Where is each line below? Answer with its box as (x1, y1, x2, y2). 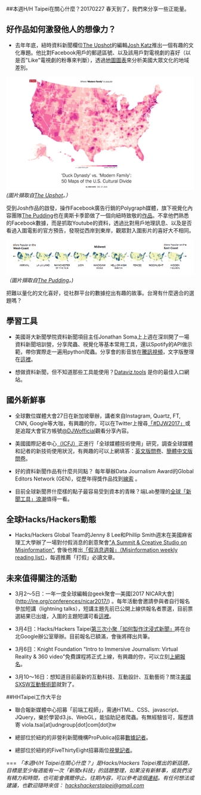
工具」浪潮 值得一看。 (20, 495, 73, 502)
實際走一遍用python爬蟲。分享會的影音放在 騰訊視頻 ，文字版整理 (35, 348, 194, 355)
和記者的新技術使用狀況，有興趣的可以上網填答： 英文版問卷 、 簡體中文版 (14, 447, 193, 454)
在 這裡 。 (14, 355, 36, 362)
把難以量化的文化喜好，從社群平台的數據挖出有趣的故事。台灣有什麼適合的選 (6, 289, 194, 297)
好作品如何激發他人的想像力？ (6, 25, 116, 35)
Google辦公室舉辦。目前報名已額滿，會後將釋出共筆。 (20, 633, 153, 640)
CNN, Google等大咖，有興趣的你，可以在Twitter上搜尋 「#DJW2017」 (14, 419, 185, 427)
